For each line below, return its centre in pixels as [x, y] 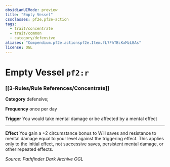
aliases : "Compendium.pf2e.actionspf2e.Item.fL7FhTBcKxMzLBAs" [73, 43]
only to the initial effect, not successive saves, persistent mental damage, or [84, 144]
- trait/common [26, 33]
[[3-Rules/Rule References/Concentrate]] [57, 88]
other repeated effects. [29, 149]
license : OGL [19, 47]
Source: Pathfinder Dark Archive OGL [44, 159]
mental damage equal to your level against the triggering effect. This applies [85, 139]
